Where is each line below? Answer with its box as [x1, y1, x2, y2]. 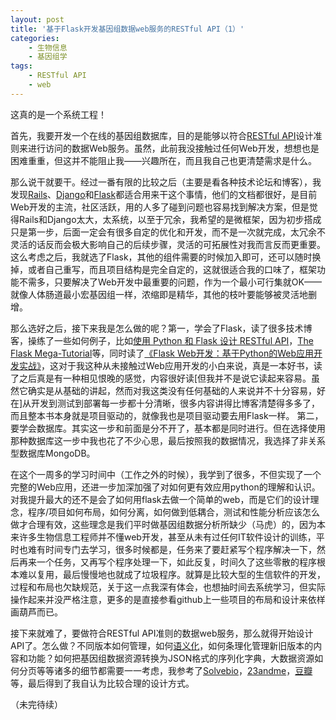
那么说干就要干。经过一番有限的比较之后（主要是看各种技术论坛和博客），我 [10, 176, 322, 188]
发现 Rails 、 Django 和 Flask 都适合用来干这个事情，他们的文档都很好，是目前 [10, 188, 318, 200]
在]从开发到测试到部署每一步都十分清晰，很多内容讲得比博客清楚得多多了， [10, 397, 321, 409]
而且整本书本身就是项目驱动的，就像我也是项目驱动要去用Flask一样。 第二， [10, 409, 324, 421]
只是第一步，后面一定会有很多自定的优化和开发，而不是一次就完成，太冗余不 [10, 226, 326, 238]
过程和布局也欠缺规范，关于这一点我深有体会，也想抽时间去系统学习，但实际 [10, 581, 326, 593]
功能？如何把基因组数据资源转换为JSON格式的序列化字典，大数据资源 [27, 652, 315, 664]
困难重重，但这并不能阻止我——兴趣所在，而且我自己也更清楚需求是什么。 [10, 154, 317, 166]
